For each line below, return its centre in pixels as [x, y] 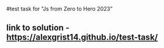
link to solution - [38, 28]
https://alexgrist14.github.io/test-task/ [82, 37]
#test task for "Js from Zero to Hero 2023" [60, 9]
